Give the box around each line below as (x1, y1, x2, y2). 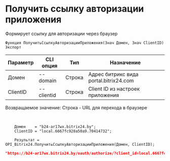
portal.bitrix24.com (88, 77, 134, 84)
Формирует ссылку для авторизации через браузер (5, 30, 118, 36)
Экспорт (5, 45, 22, 50)
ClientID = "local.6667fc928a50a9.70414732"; (14, 129, 112, 134)
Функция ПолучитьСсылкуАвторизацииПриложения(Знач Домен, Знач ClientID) (5, 40, 164, 46)
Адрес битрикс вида (88, 70, 139, 77)
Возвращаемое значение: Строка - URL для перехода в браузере (5, 104, 148, 110)
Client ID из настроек (88, 85, 140, 92)
